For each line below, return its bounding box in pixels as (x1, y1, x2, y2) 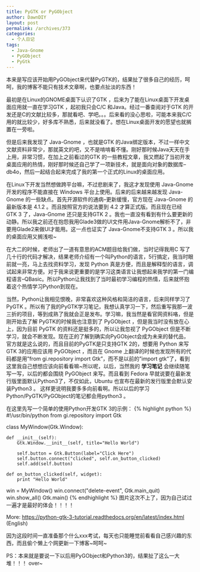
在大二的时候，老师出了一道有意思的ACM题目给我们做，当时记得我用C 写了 (6, 245, 190, 253)
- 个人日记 (11, 36, 35, 42)
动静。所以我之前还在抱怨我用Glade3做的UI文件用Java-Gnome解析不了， (6, 218, 186, 225)
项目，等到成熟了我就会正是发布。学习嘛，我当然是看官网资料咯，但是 (21, 310, 194, 318)
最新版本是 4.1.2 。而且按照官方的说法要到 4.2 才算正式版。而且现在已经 (6, 203, 183, 210)
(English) (6, 520, 28, 527)
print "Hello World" (17, 476, 68, 483)
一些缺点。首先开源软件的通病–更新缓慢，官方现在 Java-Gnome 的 (30, 195, 193, 203)
